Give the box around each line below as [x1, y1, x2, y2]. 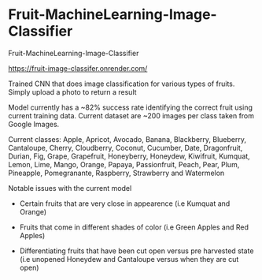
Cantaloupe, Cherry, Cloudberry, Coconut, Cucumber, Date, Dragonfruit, [8, 143, 243, 152]
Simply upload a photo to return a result [8, 87, 137, 96]
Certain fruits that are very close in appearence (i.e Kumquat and [19, 199, 231, 208]
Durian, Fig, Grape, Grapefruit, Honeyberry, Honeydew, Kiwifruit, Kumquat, [8, 151, 250, 161]
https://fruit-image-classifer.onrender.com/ [8, 63, 148, 73]
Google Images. [8, 119, 60, 129]
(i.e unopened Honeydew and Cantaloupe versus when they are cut [19, 254, 239, 263]
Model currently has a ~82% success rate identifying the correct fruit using [8, 103, 253, 112]
